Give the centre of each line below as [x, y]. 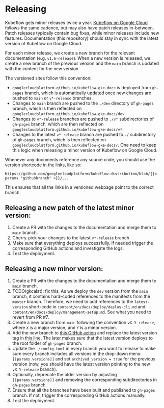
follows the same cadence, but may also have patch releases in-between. [80, 27]
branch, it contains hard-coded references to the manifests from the [81, 296]
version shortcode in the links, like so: [43, 165]
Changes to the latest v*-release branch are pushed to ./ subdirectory [84, 134]
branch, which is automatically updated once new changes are [88, 93]
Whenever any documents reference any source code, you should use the [80, 159]
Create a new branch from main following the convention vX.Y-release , [84, 322]
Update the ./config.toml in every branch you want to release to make [84, 348]
